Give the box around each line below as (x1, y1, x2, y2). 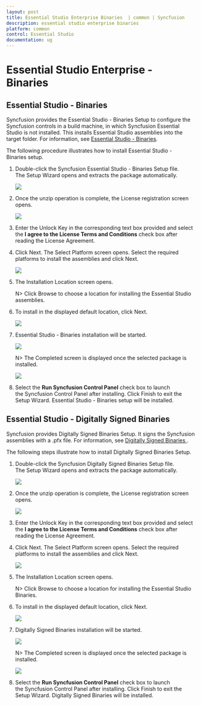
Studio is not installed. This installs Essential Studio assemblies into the (6, 129, 183, 136)
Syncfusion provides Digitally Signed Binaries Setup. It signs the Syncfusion (6, 430, 195, 438)
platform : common (6, 25, 50, 32)
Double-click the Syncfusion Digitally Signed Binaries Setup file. (14, 460, 174, 467)
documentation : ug (6, 37, 53, 43)
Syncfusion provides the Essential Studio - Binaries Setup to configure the (6, 116, 191, 123)
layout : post (6, 8, 39, 15)
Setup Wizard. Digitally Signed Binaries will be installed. (14, 691, 154, 699)
